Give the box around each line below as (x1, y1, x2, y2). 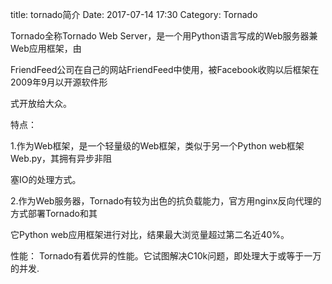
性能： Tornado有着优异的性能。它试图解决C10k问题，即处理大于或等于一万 (10, 250, 322, 262)
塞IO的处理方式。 (10, 174, 82, 185)
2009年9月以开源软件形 (10, 76, 108, 88)
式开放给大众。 (10, 98, 72, 109)
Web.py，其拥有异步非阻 (10, 153, 113, 164)
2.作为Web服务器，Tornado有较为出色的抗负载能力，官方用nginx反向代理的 (10, 195, 322, 207)
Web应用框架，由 (10, 43, 82, 54)
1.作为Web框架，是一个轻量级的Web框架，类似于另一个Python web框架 (10, 140, 305, 152)
